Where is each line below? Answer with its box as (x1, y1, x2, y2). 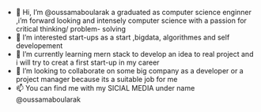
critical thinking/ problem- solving (15, 24, 127, 33)
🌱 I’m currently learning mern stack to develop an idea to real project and (15, 50, 254, 58)
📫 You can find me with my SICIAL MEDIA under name (15, 84, 195, 92)
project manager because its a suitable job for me (15, 75, 178, 84)
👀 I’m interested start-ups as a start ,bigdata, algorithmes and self (15, 32, 230, 42)
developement (15, 41, 63, 50)
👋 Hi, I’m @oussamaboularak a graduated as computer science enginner (15, 8, 252, 17)
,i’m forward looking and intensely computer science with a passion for (15, 16, 248, 25)
